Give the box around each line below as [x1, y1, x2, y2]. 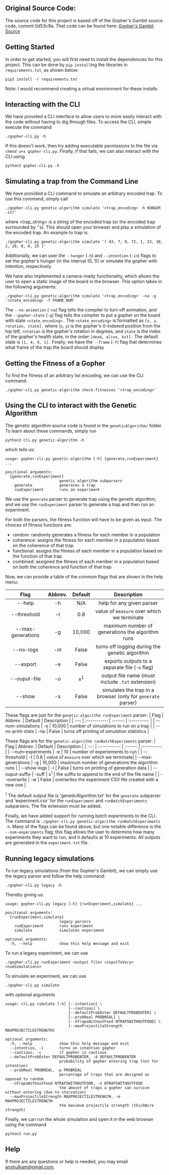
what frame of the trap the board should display [5, 344, 105, 350]
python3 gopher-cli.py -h [5, 164, 59, 169]
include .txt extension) [100, 678, 156, 685]
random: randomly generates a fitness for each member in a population [12, 531, 161, 538]
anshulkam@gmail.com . [5, 1163, 55, 1170]
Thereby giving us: [5, 892, 44, 897]
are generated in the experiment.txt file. [5, 840, 89, 846]
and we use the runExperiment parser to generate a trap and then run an [5, 501, 154, 507]
